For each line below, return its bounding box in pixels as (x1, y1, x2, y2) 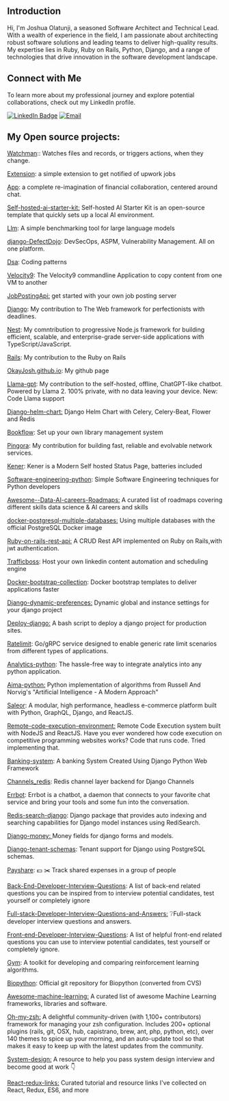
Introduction (7, 5, 62, 17)
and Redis (7, 415, 36, 423)
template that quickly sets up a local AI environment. (7, 211, 155, 219)
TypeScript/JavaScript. (7, 340, 72, 349)
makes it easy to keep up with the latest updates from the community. (7, 1042, 204, 1050)
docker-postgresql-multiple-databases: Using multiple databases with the (7, 516, 215, 524)
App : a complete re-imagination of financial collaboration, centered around (7, 183, 217, 191)
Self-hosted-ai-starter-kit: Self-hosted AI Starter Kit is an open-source (7, 203, 205, 212)
